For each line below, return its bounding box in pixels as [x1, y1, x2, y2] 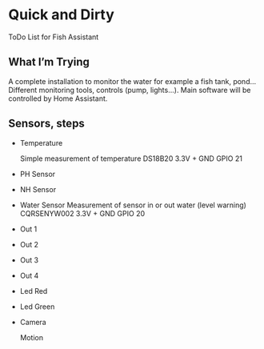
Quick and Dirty [8, 6, 114, 24]
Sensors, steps [8, 117, 86, 130]
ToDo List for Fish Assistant [8, 32, 99, 42]
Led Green [19, 302, 55, 311]
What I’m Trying [8, 55, 90, 69]
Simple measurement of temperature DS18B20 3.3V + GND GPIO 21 [19, 154, 242, 163]
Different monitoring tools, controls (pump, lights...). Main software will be [8, 85, 251, 94]
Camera [19, 317, 46, 327]
